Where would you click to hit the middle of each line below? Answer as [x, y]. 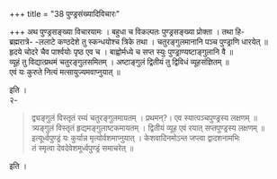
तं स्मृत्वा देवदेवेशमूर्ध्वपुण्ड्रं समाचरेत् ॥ [82, 148]
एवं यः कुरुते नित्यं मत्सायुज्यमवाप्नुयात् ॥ [65, 72]
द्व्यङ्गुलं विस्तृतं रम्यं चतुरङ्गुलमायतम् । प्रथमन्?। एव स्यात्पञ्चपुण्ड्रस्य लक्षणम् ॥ [144, 118]
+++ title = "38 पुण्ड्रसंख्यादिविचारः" [64, 14]
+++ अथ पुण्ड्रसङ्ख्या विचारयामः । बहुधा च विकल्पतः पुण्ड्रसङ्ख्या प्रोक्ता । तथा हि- [127, 32]
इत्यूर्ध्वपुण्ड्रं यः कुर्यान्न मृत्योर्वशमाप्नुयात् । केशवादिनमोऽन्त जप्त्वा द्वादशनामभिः [136, 138]
